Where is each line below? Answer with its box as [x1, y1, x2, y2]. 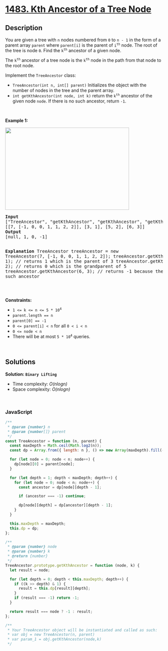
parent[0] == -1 [12, 318, 46, 323]
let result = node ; [9, 568, 50, 573]
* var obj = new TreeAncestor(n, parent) [7, 632, 95, 637]
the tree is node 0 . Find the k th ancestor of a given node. [5, 48, 121, 53]
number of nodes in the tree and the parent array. [12, 87, 114, 93]
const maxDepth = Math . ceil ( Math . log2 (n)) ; [9, 443, 101, 448]
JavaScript [5, 408, 32, 415]
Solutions [5, 358, 36, 366]
